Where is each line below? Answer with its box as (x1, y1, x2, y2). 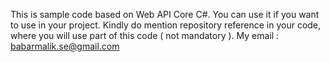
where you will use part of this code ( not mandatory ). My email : (10, 30, 280, 41)
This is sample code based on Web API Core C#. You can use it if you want (10, 9, 320, 20)
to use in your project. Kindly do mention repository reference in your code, (10, 19, 322, 31)
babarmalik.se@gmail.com (10, 40, 120, 52)
